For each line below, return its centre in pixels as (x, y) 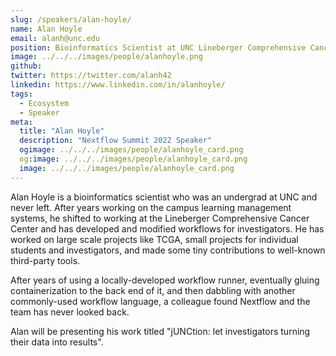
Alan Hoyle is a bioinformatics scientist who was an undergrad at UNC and (164, 197)
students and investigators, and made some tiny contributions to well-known (168, 250)
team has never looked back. (70, 312)
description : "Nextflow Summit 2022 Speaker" (116, 141)
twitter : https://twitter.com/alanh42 (91, 76)
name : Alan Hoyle (46, 29)
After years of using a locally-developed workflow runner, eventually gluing (165, 280)
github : (26, 66)
